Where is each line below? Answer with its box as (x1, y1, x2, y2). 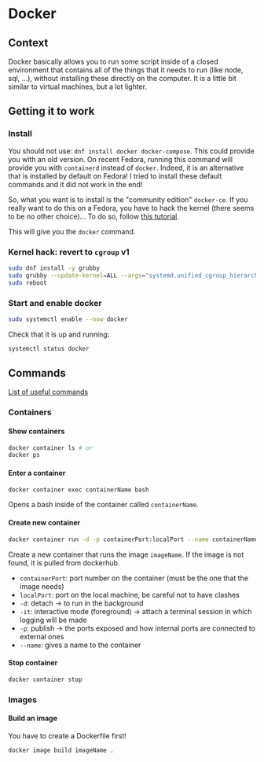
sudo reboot (8, 278, 47, 287)
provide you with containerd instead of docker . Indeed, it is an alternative (8, 163, 244, 172)
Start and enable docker (8, 297, 102, 308)
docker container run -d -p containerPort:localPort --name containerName (8, 536, 258, 543)
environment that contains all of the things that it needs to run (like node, (8, 65, 244, 75)
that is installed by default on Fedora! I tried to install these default (8, 171, 222, 181)
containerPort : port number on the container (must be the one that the (19, 573, 249, 583)
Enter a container (8, 468, 66, 477)
